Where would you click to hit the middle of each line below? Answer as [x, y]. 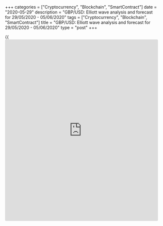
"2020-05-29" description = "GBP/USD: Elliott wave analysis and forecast [79, 12]
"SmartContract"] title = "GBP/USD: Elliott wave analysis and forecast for [78, 22]
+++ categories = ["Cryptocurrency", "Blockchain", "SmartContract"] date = [81, 7]
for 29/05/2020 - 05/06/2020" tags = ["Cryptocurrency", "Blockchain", [76, 17]
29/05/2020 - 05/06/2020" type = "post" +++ [51, 28]
